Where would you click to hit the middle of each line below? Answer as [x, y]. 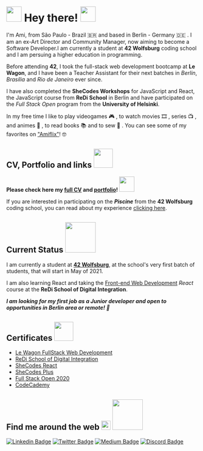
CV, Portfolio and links [49, 165]
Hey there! [51, 18]
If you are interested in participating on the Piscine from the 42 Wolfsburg [100, 201]
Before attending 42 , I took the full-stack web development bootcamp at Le [101, 66]
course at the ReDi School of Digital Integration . [67, 289]
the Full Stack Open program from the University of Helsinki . [83, 104]
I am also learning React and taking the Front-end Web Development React [100, 282]
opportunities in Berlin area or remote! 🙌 [58, 307]
